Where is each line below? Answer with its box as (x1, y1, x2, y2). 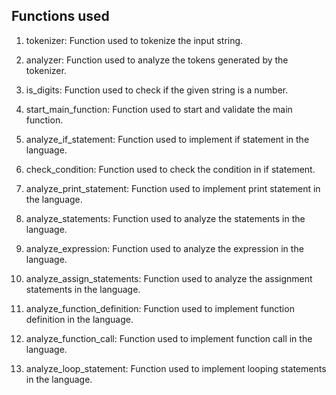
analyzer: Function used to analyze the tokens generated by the (25, 54, 289, 66)
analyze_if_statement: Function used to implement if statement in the (25, 133, 310, 145)
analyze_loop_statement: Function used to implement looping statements (25, 362, 327, 374)
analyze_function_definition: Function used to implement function (25, 302, 295, 314)
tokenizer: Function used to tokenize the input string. (25, 34, 244, 46)
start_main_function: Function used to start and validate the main (25, 103, 293, 115)
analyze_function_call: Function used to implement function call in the (25, 332, 313, 344)
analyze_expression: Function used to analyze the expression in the (25, 242, 304, 254)
